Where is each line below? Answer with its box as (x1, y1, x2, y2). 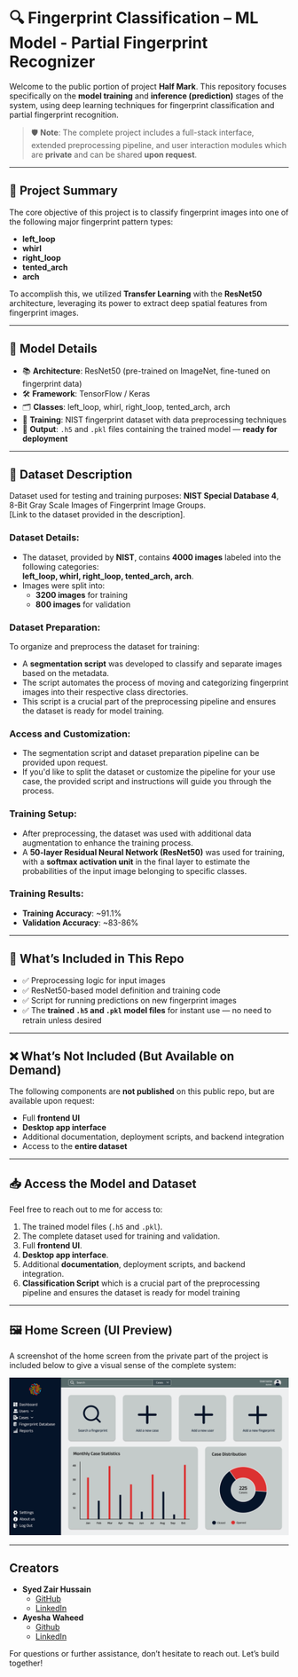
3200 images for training (35, 589, 129, 600)
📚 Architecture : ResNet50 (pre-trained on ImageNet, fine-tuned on (21, 366, 271, 376)
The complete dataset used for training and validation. (21, 1231, 221, 1241)
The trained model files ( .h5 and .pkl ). (21, 1222, 163, 1232)
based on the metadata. (21, 667, 109, 678)
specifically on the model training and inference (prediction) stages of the (9, 91, 284, 101)
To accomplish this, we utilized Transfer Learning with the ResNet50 (9, 288, 263, 299)
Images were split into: (21, 579, 106, 591)
